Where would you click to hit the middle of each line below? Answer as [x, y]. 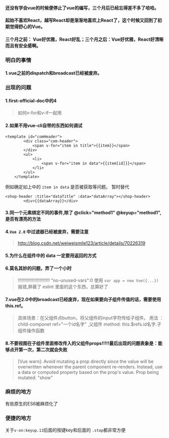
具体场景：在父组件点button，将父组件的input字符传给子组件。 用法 [88, 318]
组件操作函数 [31, 331]
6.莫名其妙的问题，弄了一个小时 [38, 268]
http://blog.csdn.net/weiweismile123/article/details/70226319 [81, 243]
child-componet [34, 324]
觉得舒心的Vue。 [27, 27]
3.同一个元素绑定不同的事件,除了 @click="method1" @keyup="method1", [83, 213]
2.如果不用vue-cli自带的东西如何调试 [44, 126]
